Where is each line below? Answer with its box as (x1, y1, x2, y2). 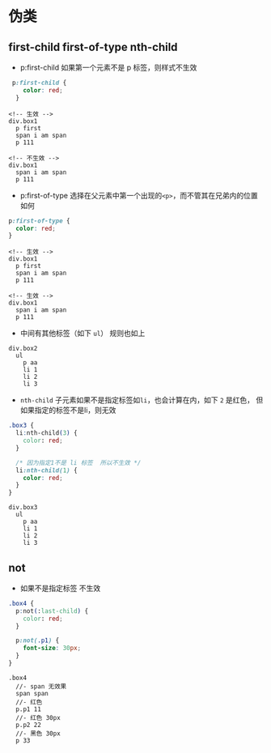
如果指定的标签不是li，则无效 (19, 406, 116, 415)
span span (15, 689, 49, 697)
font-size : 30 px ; (23, 645, 82, 653)
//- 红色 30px (15, 713, 61, 721)
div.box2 (8, 345, 38, 353)
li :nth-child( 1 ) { (15, 466, 78, 474)
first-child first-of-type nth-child (8, 40, 178, 53)
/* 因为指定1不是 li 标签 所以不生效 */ (15, 458, 142, 466)
